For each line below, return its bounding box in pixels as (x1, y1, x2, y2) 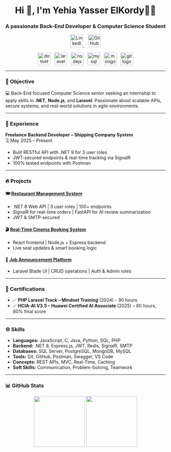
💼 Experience (5, 120, 39, 127)
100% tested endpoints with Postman (12, 160, 91, 166)
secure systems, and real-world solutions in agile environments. (5, 103, 139, 109)
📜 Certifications (5, 285, 45, 292)
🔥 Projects (5, 177, 32, 185)
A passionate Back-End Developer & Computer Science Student (5, 23, 166, 30)
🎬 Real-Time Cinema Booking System (5, 226, 87, 232)
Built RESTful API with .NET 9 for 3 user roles (12, 149, 107, 156)
